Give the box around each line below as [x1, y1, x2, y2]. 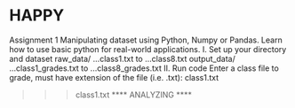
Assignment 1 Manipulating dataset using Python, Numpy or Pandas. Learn [9, 35, 283, 45]
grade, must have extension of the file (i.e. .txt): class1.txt [9, 72, 219, 82]
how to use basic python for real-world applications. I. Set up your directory [9, 43, 287, 54]
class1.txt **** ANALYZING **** [75, 89, 193, 100]
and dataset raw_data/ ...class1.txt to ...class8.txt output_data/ [9, 53, 235, 64]
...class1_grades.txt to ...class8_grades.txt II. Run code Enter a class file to [9, 63, 280, 73]
